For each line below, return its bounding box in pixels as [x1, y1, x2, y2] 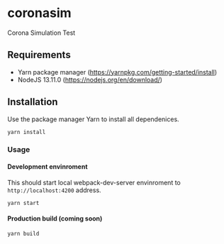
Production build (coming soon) [7, 214, 103, 223]
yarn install [7, 128, 46, 135]
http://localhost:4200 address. [7, 186, 101, 194]
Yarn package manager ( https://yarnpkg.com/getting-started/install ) [17, 67, 218, 76]
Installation [7, 96, 58, 108]
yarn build [7, 230, 40, 237]
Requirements [7, 49, 71, 61]
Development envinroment [7, 162, 88, 171]
